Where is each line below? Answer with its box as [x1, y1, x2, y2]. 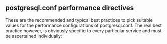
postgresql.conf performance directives [5, 4, 134, 12]
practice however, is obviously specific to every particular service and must [5, 27, 162, 34]
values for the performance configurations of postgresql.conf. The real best [5, 22, 162, 28]
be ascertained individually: [5, 33, 62, 39]
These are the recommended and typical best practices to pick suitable [5, 17, 153, 23]
